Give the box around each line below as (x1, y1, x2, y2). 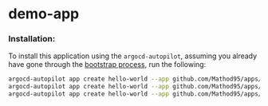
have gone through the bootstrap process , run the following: (8, 60, 207, 69)
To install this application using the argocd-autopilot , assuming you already (8, 51, 258, 61)
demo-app (8, 5, 80, 23)
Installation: (8, 33, 56, 45)
